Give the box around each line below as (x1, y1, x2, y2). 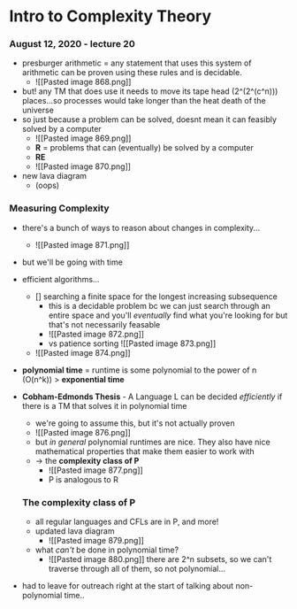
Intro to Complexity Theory (9, 6, 212, 27)
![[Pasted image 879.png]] (48, 536, 144, 546)
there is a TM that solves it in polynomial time (21, 400, 187, 411)
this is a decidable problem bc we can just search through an (48, 300, 271, 311)
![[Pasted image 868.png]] (34, 77, 132, 88)
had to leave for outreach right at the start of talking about (21, 581, 234, 591)
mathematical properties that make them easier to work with (34, 445, 255, 457)
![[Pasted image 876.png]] (34, 427, 131, 437)
